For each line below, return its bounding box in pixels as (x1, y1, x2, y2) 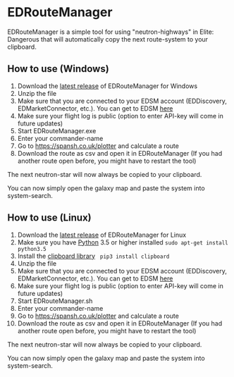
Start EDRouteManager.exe (17, 126, 97, 135)
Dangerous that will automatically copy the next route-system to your (7, 35, 209, 43)
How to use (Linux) (7, 212, 92, 224)
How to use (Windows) (7, 63, 109, 75)
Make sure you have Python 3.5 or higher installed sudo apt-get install (17, 237, 229, 247)
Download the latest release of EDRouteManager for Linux (17, 230, 187, 239)
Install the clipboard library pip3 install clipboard (17, 252, 170, 260)
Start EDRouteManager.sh (17, 297, 93, 305)
